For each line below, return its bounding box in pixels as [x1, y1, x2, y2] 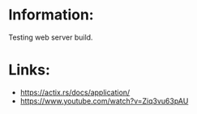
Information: [8, 6, 95, 24]
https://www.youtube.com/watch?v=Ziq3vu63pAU [19, 95, 189, 106]
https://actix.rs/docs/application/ [19, 87, 131, 97]
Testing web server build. [8, 32, 93, 42]
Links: [8, 61, 51, 79]
